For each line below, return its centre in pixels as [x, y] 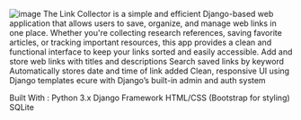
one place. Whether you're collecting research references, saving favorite [146, 33]
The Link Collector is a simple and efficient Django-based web [159, 14]
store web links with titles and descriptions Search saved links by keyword [147, 61]
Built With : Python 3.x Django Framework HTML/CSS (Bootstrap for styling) [150, 98]
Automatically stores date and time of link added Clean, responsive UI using [150, 71]
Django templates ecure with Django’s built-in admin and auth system [138, 80]
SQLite [22, 107]
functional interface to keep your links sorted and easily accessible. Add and [151, 52]
